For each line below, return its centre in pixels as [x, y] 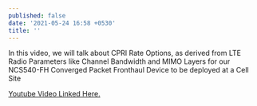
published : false [37, 16]
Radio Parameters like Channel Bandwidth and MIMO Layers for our [119, 61]
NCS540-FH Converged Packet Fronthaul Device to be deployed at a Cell [128, 70]
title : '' [25, 30]
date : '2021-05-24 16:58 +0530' [62, 23]
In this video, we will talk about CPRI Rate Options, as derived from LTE [125, 53]
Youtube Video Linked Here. [55, 94]
